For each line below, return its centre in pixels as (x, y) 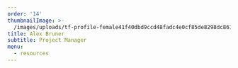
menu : (15, 47)
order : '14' (25, 14)
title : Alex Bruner (36, 34)
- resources (32, 54)
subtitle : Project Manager (47, 40)
